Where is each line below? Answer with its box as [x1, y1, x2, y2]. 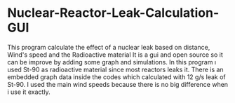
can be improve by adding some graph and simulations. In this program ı [7, 57, 216, 66]
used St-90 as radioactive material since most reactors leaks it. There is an [7, 65, 224, 74]
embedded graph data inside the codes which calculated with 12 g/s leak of [7, 72, 226, 81]
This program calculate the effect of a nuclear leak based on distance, [7, 43, 210, 51]
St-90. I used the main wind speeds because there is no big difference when [7, 80, 229, 88]
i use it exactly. [7, 88, 51, 96]
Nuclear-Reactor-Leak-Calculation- [7, 5, 220, 21]
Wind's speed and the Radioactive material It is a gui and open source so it [7, 50, 223, 59]
